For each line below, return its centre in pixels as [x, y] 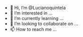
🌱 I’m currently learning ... [37, 18]
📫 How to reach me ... [33, 29]
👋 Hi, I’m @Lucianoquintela [38, 8]
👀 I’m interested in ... [31, 13]
